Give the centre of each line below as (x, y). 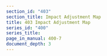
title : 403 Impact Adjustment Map (49, 22)
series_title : (24, 33)
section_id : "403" (29, 11)
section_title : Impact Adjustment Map (53, 17)
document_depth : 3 (29, 44)
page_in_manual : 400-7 (34, 38)
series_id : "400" (27, 28)
